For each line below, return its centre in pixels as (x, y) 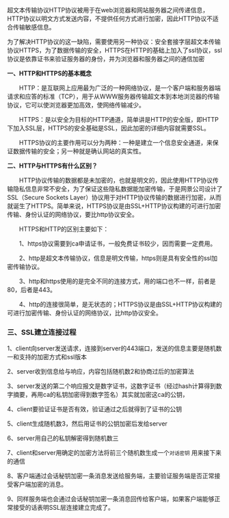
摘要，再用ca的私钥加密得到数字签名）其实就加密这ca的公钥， (100, 395)
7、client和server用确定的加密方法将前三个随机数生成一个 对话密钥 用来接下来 (114, 453)
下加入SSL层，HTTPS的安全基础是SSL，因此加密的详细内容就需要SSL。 (109, 128)
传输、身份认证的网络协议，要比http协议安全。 (73, 215)
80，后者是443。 (32, 290)
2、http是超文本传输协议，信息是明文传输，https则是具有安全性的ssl (115, 258)
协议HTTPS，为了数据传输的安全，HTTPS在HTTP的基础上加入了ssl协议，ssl (114, 50)
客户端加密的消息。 (40, 484)
